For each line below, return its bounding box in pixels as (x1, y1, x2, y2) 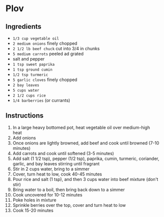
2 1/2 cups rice (12, 93, 46, 98)
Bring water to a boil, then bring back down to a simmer (12, 186, 125, 193)
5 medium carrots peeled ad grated (12, 51, 84, 57)
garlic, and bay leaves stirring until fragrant (12, 160, 100, 166)
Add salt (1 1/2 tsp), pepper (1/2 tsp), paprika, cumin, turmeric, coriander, (12, 156, 160, 161)
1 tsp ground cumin (12, 67, 53, 72)
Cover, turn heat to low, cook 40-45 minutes (12, 171, 102, 177)
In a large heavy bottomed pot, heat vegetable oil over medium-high (12, 124, 150, 130)
